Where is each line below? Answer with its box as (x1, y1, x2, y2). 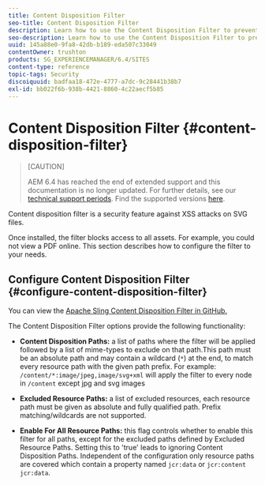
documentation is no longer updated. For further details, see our (27, 186, 237, 195)
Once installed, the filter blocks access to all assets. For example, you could (8, 233, 255, 242)
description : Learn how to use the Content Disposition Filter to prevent (8, 26, 259, 34)
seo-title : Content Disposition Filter (8, 19, 140, 27)
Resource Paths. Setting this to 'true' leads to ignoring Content (19, 443, 223, 453)
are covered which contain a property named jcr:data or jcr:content (19, 460, 246, 469)
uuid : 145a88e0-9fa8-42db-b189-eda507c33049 (8, 41, 157, 49)
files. (8, 218, 24, 227)
